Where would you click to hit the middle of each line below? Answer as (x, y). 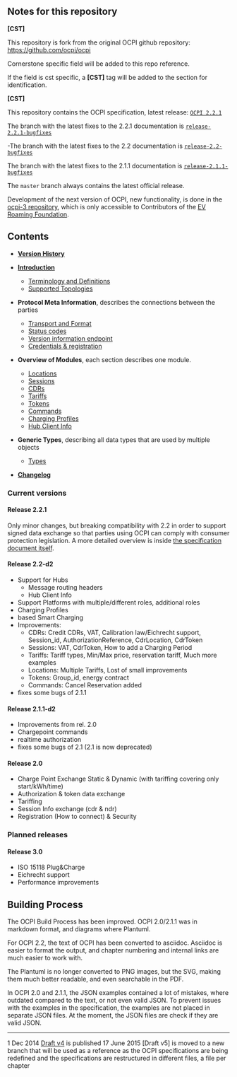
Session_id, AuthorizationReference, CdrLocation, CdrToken (115, 640)
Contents (28, 237)
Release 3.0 (25, 851)
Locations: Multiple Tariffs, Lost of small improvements (108, 670)
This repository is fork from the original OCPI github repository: (99, 42)
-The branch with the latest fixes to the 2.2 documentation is (95, 146)
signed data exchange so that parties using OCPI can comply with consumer (119, 532)
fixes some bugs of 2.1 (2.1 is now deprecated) (85, 747)
